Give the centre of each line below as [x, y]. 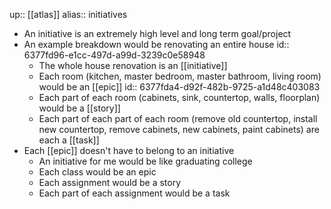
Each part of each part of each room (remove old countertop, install [178, 118]
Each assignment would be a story [110, 182]
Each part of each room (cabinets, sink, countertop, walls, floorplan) [179, 97]
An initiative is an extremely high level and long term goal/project [157, 33]
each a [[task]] [69, 140]
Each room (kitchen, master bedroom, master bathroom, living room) [180, 76]
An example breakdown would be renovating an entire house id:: [156, 44]
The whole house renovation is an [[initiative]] [133, 65]
